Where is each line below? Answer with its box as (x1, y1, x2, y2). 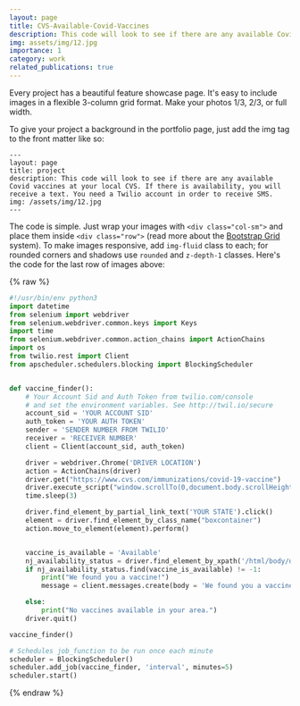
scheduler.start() (9, 671, 78, 680)
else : (25, 598, 46, 607)
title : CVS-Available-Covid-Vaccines (9, 21, 150, 30)
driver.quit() (25, 614, 78, 623)
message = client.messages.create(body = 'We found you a (41, 582, 262, 591)
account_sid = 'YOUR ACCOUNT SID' (25, 408, 154, 418)
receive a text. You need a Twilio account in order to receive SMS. (9, 189, 274, 198)
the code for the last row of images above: (9, 258, 165, 269)
